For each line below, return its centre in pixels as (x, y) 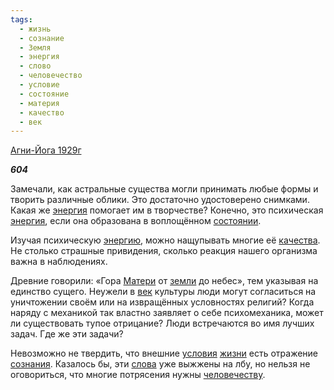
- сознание (42, 38)
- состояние (44, 94)
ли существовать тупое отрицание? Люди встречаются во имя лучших (162, 323)
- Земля (35, 47)
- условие (39, 85)
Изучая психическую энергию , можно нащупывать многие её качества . (165, 240)
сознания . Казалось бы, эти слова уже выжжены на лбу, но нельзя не (160, 364)
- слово (35, 66)
